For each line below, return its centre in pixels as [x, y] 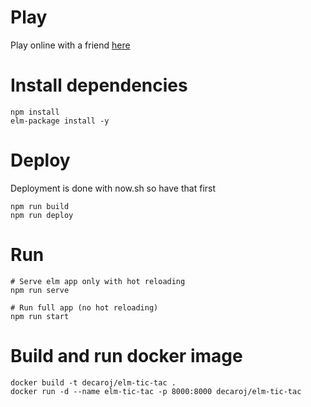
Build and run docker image [126, 355]
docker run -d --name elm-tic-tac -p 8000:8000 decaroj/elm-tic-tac [156, 391]
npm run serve [40, 290]
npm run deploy [42, 215]
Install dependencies [99, 85]
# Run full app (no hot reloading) [84, 307]
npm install [35, 112]
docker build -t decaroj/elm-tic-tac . [93, 382]
